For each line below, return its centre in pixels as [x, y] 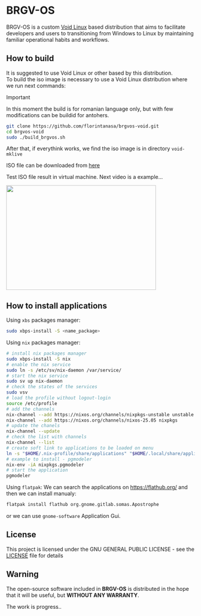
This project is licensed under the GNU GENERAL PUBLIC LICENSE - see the [100, 549]
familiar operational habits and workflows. [58, 39]
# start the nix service [37, 376]
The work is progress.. [34, 606]
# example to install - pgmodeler [49, 459]
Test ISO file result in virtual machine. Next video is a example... [85, 177]
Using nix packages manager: [43, 343]
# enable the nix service [38, 365]
